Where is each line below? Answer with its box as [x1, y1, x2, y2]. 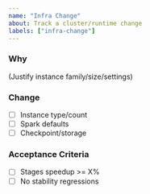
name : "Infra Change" [8, 11, 81, 20]
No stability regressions [19, 176, 99, 186]
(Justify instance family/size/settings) [8, 72, 133, 81]
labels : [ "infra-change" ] [8, 27, 95, 35]
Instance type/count [19, 109, 88, 119]
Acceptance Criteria [8, 149, 90, 160]
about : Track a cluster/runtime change [8, 19, 143, 27]
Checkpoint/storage [19, 128, 87, 138]
